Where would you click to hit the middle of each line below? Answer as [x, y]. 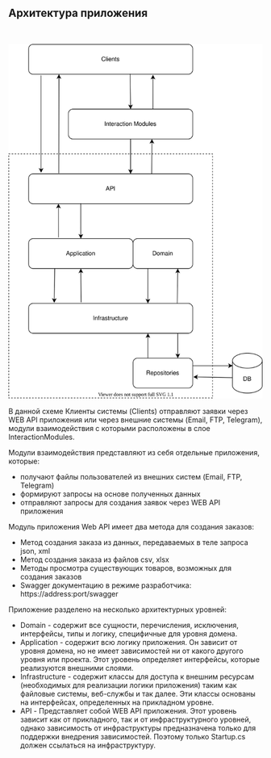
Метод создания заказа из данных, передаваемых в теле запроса [134, 542]
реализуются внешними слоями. [77, 668]
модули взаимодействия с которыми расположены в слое [110, 428]
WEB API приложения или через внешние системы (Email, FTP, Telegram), [135, 420]
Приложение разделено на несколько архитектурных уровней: [118, 609]
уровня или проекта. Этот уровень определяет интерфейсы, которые [140, 659]
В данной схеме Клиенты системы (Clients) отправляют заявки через [128, 411]
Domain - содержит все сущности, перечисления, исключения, [129, 625]
